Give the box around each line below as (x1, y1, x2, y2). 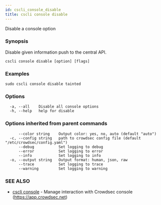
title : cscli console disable (5, 12, 68, 17)
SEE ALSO (5, 177, 30, 184)
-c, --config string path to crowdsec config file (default (9, 136, 141, 140)
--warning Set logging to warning (18, 166, 108, 171)
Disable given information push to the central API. (5, 49, 107, 55)
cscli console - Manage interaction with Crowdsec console (12, 189, 133, 195)
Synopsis (5, 38, 28, 45)
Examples (5, 70, 30, 77)
